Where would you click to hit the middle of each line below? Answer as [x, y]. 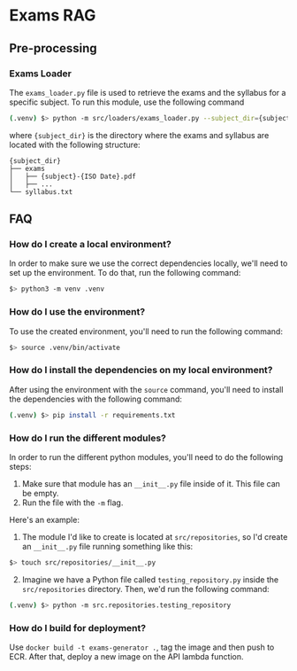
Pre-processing [53, 48]
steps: [20, 466]
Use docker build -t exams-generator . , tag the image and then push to [142, 647]
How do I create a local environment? [91, 245]
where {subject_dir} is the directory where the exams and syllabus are [139, 135]
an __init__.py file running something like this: [107, 546]
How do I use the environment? [77, 312]
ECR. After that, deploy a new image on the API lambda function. [126, 656]
